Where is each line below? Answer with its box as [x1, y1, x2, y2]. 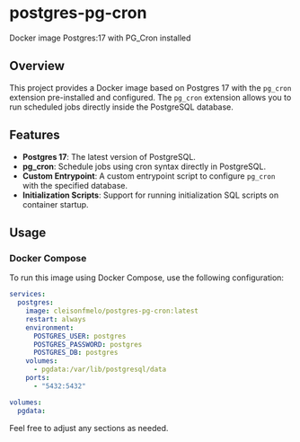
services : [9, 290, 47, 299]
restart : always [25, 314, 87, 323]
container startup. [22, 199, 89, 209]
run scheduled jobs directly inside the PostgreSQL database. [9, 102, 234, 112]
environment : [25, 323, 75, 332]
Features [9, 128, 60, 143]
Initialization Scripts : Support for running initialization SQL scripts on [22, 190, 279, 200]
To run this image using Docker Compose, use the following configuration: [9, 272, 285, 283]
